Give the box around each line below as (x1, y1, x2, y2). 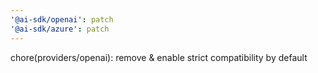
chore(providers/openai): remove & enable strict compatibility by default (10, 51, 308, 63)
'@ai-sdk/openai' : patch (10, 14, 114, 25)
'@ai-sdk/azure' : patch (10, 24, 110, 34)
